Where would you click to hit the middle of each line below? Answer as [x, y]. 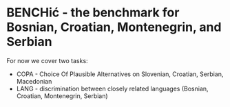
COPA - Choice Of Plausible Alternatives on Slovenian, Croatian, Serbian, [120, 74]
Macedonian [34, 81]
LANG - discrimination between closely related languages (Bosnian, [112, 88]
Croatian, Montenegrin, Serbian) [62, 96]
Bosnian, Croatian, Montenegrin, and [114, 27]
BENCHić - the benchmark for [93, 13]
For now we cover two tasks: [47, 60]
